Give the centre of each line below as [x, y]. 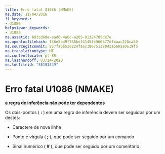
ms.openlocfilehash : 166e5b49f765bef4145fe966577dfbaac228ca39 [72, 42]
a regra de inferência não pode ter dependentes [55, 103]
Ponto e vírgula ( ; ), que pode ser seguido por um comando [73, 137]
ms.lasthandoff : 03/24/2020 [34, 60]
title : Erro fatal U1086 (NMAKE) [40, 10]
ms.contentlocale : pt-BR [31, 56]
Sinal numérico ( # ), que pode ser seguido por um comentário [76, 147]
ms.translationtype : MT [30, 51]
